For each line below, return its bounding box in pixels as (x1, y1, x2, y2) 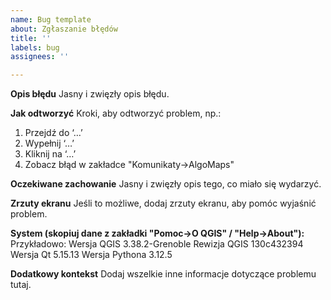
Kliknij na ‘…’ (24, 148, 77, 160)
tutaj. (10, 279, 32, 291)
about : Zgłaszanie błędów (10, 24, 118, 34)
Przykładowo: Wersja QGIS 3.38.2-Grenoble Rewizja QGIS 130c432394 (10, 238, 304, 250)
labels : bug (10, 42, 60, 53)
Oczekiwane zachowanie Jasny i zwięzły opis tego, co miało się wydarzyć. (10, 178, 322, 190)
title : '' (10, 33, 52, 43)
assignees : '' (10, 52, 70, 62)
